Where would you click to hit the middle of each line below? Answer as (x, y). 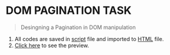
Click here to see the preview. (52, 45)
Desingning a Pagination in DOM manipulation (78, 27)
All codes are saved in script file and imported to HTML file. (89, 39)
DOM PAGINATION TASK (69, 11)
